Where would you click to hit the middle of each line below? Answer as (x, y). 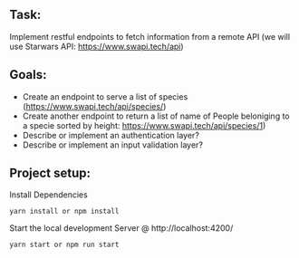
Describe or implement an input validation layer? (113, 145)
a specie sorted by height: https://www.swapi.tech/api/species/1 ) (144, 125)
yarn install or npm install (64, 212)
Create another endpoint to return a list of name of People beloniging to (156, 116)
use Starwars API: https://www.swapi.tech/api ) (96, 46)
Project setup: (50, 173)
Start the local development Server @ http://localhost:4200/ (121, 228)
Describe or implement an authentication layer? (111, 135)
